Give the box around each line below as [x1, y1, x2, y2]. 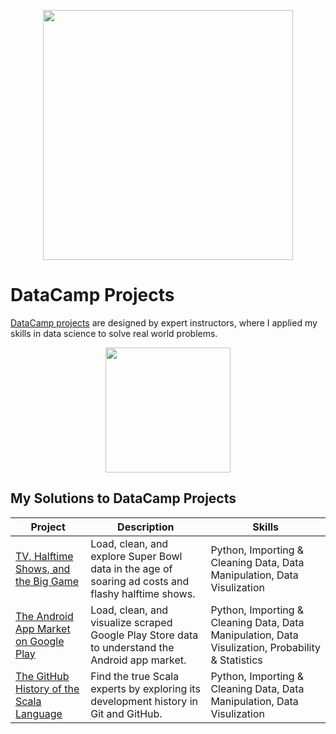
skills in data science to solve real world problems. [10, 327, 218, 339]
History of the [15, 681, 80, 695]
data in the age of [90, 561, 173, 575]
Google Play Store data [90, 628, 199, 642]
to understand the [90, 640, 175, 654]
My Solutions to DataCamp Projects [10, 490, 237, 507]
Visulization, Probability [210, 640, 321, 654]
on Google [15, 634, 65, 648]
